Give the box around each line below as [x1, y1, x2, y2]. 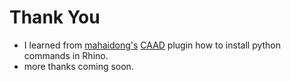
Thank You [9, 6, 101, 29]
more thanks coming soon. [23, 60, 134, 72]
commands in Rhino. [23, 49, 109, 61]
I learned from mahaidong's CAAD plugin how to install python [23, 39, 282, 51]
